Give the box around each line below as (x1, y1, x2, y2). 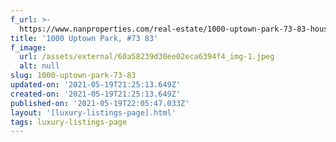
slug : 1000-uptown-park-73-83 (10, 71, 137, 81)
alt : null (19, 61, 60, 71)
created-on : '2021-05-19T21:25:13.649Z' (10, 89, 182, 99)
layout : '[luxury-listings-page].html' (10, 107, 177, 118)
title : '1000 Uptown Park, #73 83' (10, 33, 159, 43)
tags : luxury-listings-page (10, 117, 128, 127)
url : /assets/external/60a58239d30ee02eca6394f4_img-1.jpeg (19, 52, 275, 62)
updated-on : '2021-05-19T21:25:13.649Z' (10, 80, 182, 90)
